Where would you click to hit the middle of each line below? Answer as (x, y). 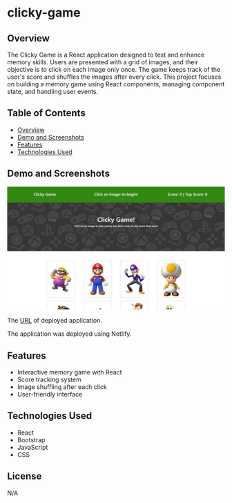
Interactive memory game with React (69, 372)
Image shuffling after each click (62, 387)
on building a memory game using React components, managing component (116, 84)
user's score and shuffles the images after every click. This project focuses (114, 77)
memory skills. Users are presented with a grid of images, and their (103, 62)
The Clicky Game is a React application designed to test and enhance (106, 55)
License (25, 476)
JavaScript (32, 447)
